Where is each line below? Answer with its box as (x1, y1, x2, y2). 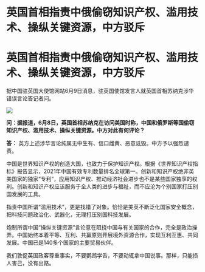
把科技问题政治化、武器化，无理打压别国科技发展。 (6, 211, 134, 219)
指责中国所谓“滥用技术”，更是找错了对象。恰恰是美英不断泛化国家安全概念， (6, 203, 198, 211)
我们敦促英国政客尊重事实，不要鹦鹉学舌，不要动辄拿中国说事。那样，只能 (6, 252, 193, 259)
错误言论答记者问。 (6, 95, 55, 102)
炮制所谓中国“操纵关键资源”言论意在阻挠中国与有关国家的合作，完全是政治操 (6, 224, 198, 231)
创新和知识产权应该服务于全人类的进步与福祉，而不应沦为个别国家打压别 (16, 183, 198, 190)
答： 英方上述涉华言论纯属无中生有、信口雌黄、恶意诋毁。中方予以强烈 (6, 140, 184, 147)
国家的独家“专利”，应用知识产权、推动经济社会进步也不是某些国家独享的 (11, 175, 193, 183)
